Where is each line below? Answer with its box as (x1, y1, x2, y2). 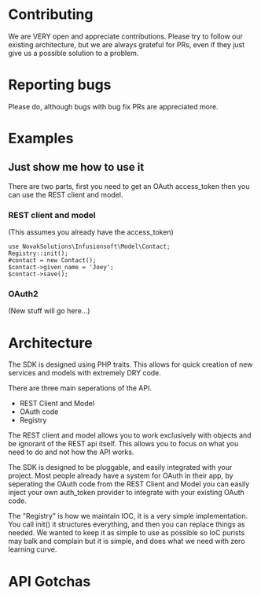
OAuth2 (8, 289, 39, 300)
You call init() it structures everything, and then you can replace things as (8, 519, 245, 529)
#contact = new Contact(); (8, 257, 97, 264)
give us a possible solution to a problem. (8, 48, 139, 57)
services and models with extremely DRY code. (8, 368, 161, 378)
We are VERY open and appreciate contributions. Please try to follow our (8, 31, 244, 41)
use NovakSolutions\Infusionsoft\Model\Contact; (8, 242, 171, 251)
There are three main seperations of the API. (8, 383, 152, 393)
